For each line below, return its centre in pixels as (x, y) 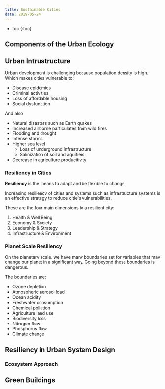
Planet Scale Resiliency (34, 246)
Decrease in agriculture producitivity (49, 160)
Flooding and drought (34, 133)
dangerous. (17, 267)
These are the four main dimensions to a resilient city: (60, 208)
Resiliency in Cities (28, 173)
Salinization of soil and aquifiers (52, 154)
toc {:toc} (22, 28)
